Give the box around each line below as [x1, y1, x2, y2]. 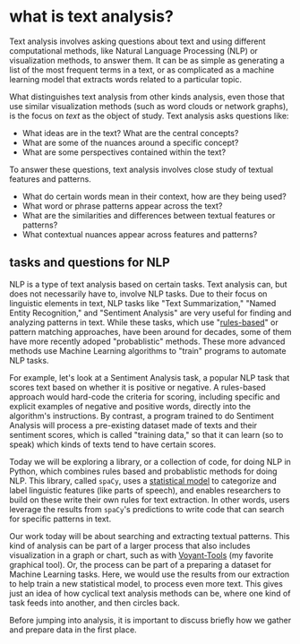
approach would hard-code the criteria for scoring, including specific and [9, 391, 280, 402]
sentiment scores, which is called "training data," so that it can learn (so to [9, 429, 284, 440]
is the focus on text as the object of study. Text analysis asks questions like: [9, 110, 289, 121]
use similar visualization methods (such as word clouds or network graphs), [9, 100, 288, 111]
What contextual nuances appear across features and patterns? [21, 228, 258, 239]
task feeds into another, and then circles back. [9, 597, 181, 608]
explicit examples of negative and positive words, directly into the [9, 400, 251, 411]
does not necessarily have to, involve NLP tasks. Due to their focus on [9, 288, 268, 299]
